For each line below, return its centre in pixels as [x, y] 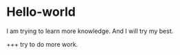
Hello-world [41, 12]
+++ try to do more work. [42, 44]
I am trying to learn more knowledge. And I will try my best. [90, 31]
